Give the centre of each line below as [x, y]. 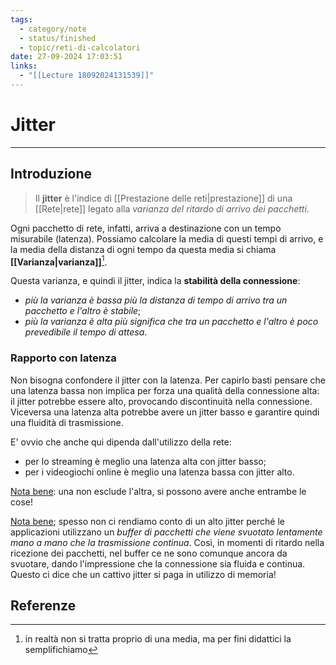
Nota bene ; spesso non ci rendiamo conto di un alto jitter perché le [147, 521]
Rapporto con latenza [63, 358]
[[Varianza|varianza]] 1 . [59, 261]
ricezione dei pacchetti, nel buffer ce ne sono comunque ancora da [149, 553]
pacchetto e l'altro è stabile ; [83, 311]
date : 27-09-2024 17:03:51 [66, 57]
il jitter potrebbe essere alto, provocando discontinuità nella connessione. [161, 401]
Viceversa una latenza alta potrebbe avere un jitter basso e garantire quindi [165, 412]
